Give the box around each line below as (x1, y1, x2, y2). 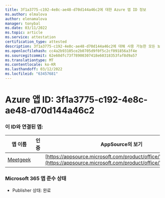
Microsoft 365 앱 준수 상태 (5, 175, 66, 182)
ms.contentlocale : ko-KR (5, 62, 56, 67)
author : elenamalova (5, 16, 48, 21)
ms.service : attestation (5, 35, 56, 40)
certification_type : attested (5, 39, 67, 44)
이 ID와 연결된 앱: (5, 123, 43, 130)
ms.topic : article (5, 30, 43, 35)
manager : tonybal (5, 21, 41, 26)
